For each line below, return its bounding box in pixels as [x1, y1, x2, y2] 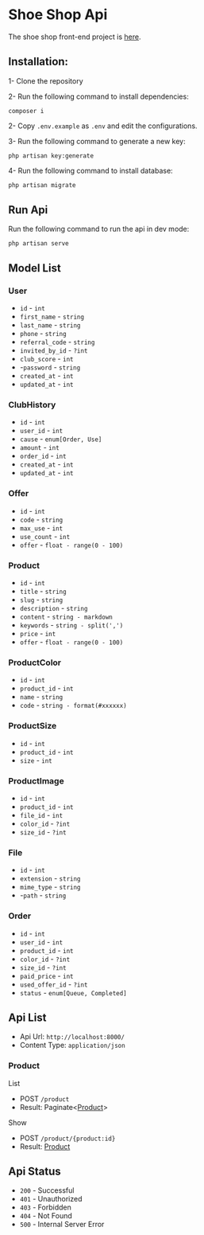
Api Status [8, 1165, 61, 1178]
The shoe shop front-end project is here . [8, 32, 141, 41]
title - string [19, 587, 67, 596]
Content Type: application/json [19, 1041, 125, 1050]
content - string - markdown [19, 612, 113, 622]
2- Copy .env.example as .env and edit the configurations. [8, 121, 198, 131]
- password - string [19, 362, 81, 372]
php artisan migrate [8, 181, 77, 189]
